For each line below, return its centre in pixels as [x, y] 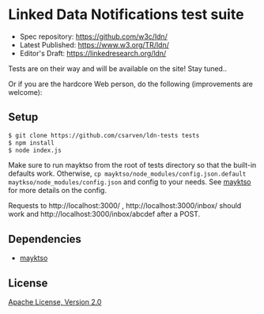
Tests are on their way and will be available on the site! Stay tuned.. [118, 68]
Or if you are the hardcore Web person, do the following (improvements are [131, 84]
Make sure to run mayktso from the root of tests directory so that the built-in [132, 165]
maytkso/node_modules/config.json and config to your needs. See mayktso [130, 182]
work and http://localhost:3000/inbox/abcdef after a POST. [104, 214]
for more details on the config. [57, 191]
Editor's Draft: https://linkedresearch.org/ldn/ [93, 53]
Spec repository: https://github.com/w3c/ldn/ [93, 36]
